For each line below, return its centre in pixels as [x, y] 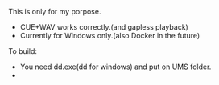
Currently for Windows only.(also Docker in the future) [110, 36]
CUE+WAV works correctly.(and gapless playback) [104, 27]
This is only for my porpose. [55, 12]
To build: [23, 51]
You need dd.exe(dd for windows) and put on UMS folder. [116, 67]
